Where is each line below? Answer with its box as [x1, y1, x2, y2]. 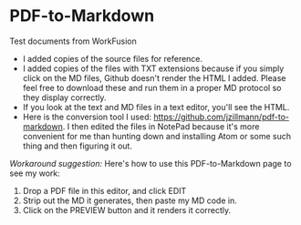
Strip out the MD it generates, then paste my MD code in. [22, 195, 237, 206]
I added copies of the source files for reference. [22, 53, 203, 64]
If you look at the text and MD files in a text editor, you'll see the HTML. [22, 101, 290, 112]
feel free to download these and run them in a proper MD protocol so [22, 82, 282, 93]
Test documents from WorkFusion [9, 36, 137, 46]
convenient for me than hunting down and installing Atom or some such [22, 130, 292, 141]
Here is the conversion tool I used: [22, 111, 152, 122]
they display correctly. [22, 92, 107, 103]
